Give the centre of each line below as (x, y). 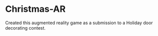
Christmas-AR (36, 9)
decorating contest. (26, 28)
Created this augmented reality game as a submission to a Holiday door (79, 23)
